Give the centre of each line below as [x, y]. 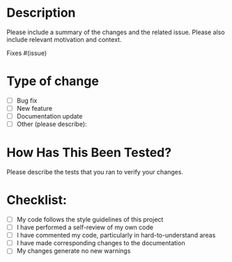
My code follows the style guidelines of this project [90, 219]
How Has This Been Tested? [89, 153]
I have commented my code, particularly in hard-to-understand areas [116, 236]
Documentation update [49, 116]
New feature [34, 108]
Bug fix [27, 100]
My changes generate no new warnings [74, 251]
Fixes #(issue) [27, 53]
